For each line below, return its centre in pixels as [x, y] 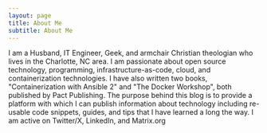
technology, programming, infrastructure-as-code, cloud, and [110, 70]
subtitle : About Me [41, 30]
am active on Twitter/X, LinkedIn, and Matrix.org [87, 121]
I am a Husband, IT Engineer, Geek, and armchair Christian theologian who [131, 53]
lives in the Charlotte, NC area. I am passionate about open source [117, 61]
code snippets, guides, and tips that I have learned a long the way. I [142, 112]
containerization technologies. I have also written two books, [108, 78]
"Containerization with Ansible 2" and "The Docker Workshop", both [120, 87]
